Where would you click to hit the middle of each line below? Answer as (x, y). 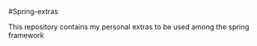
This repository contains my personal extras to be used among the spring (129, 27)
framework (26, 35)
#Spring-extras (33, 11)
